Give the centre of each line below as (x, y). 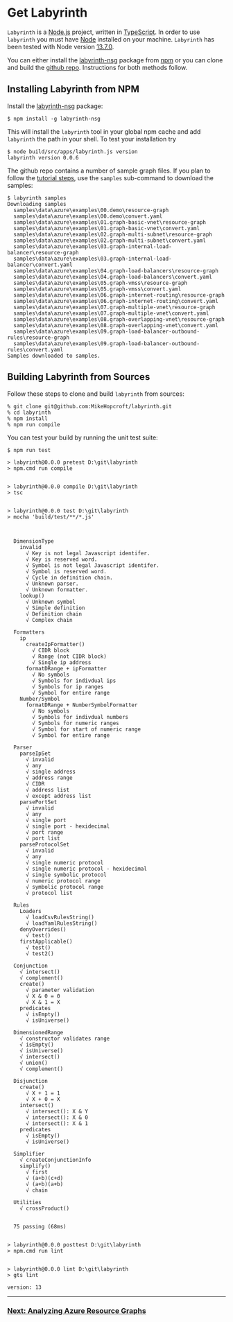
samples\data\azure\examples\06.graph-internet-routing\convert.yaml (116, 301)
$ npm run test (29, 450)
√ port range (44, 832)
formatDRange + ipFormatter (66, 668)
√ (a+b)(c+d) (44, 1178)
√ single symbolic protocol (66, 875)
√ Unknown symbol (51, 602)
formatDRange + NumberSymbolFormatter (81, 705)
